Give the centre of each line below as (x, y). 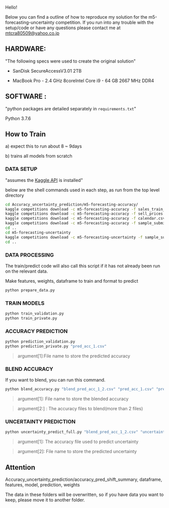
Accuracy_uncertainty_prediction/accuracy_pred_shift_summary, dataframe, (84, 480)
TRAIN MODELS (25, 303)
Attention (20, 467)
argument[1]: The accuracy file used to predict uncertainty (78, 442)
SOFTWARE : (26, 97)
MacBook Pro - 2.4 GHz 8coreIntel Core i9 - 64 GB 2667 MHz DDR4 (83, 81)
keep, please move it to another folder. (45, 500)
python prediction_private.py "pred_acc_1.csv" (56, 346)
